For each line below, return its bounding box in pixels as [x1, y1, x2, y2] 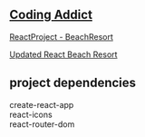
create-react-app [9, 99, 74, 110]
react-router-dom [9, 118, 75, 130]
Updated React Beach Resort [9, 49, 118, 60]
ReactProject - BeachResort [9, 31, 113, 42]
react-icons [9, 109, 53, 120]
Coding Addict [9, 7, 93, 23]
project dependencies [9, 75, 137, 91]
